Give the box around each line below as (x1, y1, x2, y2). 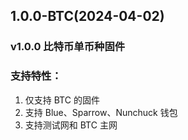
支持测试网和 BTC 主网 (24, 119, 118, 131)
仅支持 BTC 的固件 (24, 94, 100, 106)
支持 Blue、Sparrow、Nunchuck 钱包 (24, 106, 178, 118)
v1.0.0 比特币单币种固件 (10, 40, 126, 54)
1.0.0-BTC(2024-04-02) (10, 8, 165, 25)
